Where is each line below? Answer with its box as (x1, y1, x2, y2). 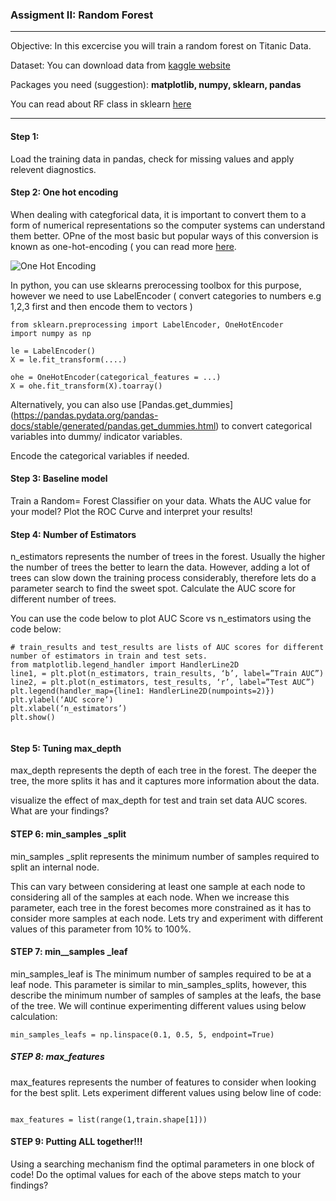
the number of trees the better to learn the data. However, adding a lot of (10, 561, 311, 573)
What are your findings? (10, 805, 110, 817)
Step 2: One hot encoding (10, 186, 119, 198)
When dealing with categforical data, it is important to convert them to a (10, 208, 307, 220)
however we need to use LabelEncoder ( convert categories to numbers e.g (10, 289, 322, 302)
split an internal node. (10, 861, 100, 873)
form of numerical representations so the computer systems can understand (10, 219, 326, 231)
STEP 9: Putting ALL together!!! (10, 1136, 143, 1148)
